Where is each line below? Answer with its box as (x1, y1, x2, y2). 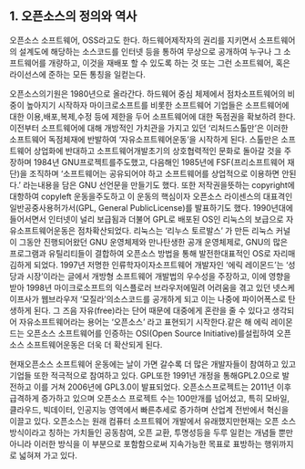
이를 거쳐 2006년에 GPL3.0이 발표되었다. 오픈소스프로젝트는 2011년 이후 (33, 381, 292, 392)
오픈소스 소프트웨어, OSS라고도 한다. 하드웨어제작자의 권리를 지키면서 (9, 35, 257, 46)
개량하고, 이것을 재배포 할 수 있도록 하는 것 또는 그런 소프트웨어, (48, 57, 274, 68)
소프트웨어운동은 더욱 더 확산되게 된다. (25, 339, 163, 349)
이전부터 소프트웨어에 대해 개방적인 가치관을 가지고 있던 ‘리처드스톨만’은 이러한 (9, 122, 289, 133)
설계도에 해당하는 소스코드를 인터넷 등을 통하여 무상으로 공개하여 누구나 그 (18, 46, 282, 57)
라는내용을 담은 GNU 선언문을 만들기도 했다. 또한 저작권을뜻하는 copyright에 (22, 179, 296, 190)
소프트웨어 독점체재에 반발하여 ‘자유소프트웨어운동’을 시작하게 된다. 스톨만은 (9, 133, 280, 144)
